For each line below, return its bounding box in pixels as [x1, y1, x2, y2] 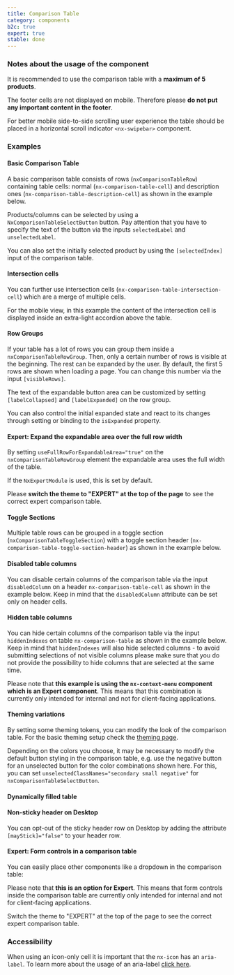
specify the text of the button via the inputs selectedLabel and [7, 225, 186, 234]
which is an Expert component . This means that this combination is [7, 687, 202, 695]
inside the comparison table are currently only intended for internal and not [7, 891, 223, 899]
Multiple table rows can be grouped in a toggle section [7, 528, 164, 537]
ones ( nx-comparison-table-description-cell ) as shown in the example [7, 189, 212, 198]
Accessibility [7, 937, 53, 946]
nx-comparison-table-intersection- [118, 286, 221, 293]
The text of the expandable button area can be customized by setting [7, 388, 206, 396]
